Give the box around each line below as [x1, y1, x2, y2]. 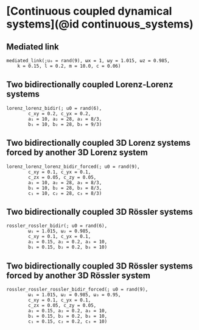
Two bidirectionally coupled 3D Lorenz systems [6, 138, 190, 148]
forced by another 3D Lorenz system [6, 148, 148, 158]
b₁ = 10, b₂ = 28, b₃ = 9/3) [28, 121, 102, 127]
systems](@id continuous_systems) [6, 17, 194, 31]
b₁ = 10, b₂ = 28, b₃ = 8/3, [28, 185, 102, 191]
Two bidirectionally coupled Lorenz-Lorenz [6, 79, 173, 90]
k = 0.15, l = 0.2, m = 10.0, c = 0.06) [17, 63, 121, 69]
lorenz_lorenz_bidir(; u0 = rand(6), [6, 105, 102, 111]
